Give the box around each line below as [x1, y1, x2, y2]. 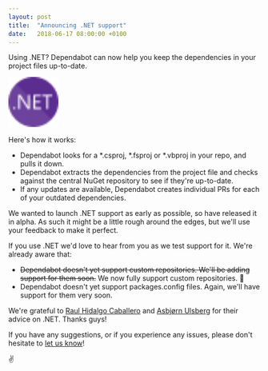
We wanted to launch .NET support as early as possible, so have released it [8, 209, 258, 218]
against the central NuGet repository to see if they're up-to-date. [19, 176, 234, 185]
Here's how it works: [8, 135, 77, 145]
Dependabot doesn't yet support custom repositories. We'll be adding [19, 265, 250, 275]
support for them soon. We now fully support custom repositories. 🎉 [19, 273, 245, 283]
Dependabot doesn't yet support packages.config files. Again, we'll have [19, 282, 261, 292]
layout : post [8, 13, 52, 21]
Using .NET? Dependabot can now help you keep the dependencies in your [8, 53, 256, 62]
